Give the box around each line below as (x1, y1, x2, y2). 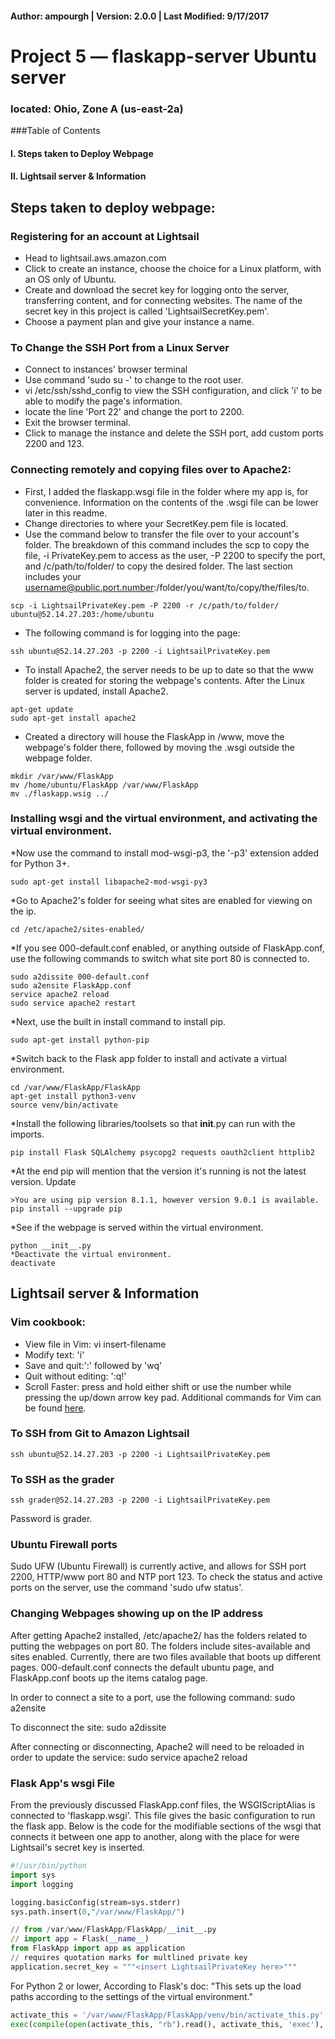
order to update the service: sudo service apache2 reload (10, 1751, 248, 1763)
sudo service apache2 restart (10, 998, 137, 1008)
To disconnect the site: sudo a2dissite (10, 1721, 167, 1733)
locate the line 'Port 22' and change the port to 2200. (24, 406, 245, 418)
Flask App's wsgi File (10, 1776, 115, 1790)
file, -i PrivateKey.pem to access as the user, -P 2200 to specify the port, (24, 549, 326, 561)
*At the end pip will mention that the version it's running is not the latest (10, 1165, 307, 1177)
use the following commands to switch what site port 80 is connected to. (10, 952, 310, 964)
